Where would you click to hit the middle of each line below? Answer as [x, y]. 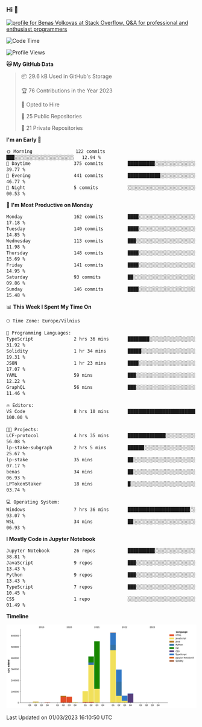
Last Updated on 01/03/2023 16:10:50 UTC [59, 717]
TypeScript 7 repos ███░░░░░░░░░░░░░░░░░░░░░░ [101, 587]
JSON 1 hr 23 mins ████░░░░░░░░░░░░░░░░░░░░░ [101, 363]
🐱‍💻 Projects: [23, 430]
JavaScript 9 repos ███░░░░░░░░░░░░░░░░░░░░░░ [101, 563]
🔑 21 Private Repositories [52, 128]
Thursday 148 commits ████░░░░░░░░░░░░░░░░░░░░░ [101, 253]
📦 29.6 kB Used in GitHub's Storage [66, 76]
